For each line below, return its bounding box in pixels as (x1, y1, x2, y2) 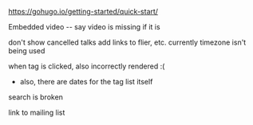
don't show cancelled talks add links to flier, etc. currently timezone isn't (8, 37, 247, 47)
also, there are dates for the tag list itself (19, 77, 153, 86)
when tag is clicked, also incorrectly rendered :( (8, 61, 165, 71)
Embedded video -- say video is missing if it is (8, 22, 161, 31)
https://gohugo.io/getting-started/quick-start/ (8, 7, 158, 16)
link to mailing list (8, 107, 65, 117)
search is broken (8, 92, 64, 102)
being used (8, 46, 45, 55)
